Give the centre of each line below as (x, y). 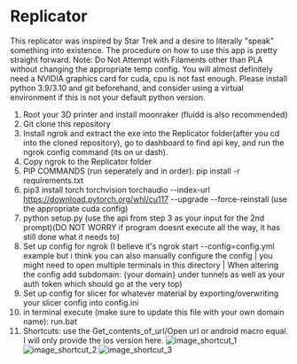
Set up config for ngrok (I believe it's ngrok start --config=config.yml (148, 246)
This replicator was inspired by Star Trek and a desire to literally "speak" (142, 41)
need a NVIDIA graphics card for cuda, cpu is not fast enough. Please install (148, 78)
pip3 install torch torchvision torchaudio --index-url (117, 190)
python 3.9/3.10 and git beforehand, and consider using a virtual (127, 88)
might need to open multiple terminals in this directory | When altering (151, 265)
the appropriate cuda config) (75, 208)
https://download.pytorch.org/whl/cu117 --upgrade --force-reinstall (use (155, 199)
